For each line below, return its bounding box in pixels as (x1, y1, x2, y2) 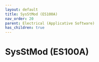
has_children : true (5, 25, 45, 30)
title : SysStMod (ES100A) (5, 12, 58, 17)
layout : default (5, 7, 38, 12)
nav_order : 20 (5, 16, 34, 21)
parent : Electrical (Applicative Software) (5, 21, 95, 26)
